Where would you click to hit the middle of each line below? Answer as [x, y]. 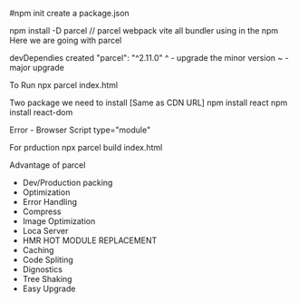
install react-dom [41, 112]
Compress [42, 211]
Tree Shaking [47, 279]
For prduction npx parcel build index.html [86, 147]
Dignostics [43, 269]
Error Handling [50, 202]
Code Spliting [48, 259]
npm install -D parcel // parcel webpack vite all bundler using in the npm [144, 30]
